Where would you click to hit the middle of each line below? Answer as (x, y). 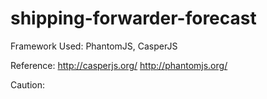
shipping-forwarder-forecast (133, 18)
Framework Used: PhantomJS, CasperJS (94, 46)
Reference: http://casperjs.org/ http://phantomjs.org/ (119, 65)
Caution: (28, 84)
